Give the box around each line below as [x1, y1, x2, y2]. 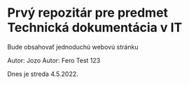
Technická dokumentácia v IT [7, 20, 183, 36]
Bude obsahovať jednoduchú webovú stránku [7, 42, 139, 51]
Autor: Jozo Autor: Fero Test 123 [7, 56, 101, 64]
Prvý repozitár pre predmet [7, 5, 169, 21]
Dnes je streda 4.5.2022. [7, 70, 78, 78]
